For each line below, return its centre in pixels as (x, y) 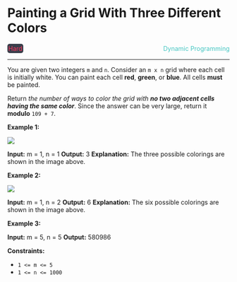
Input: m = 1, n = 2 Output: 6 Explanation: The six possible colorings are (113, 202)
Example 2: (24, 175)
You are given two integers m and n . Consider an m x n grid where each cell (116, 69)
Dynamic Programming (196, 48)
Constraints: (26, 251)
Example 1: (24, 127)
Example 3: (24, 223)
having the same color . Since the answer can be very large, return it (107, 106)
